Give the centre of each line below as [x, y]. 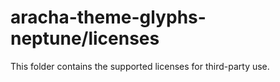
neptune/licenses [85, 38]
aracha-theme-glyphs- [108, 17]
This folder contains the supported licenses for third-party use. [140, 66]
